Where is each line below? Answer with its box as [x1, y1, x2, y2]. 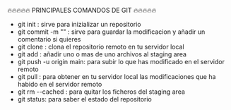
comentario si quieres [17, 35, 81, 43]
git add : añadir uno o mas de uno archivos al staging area [17, 50, 187, 59]
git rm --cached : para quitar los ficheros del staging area [17, 87, 186, 96]
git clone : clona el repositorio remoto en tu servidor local [17, 42, 185, 51]
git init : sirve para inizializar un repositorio [17, 20, 141, 28]
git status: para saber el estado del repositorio [17, 95, 152, 103]
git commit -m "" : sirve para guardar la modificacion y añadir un [17, 28, 206, 36]
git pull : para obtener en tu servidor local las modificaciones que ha [17, 73, 216, 80]
